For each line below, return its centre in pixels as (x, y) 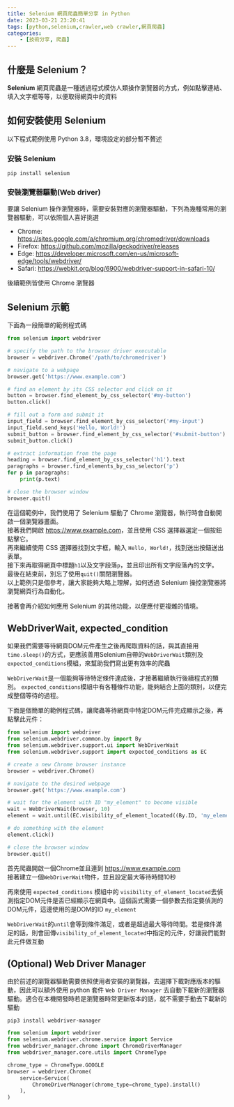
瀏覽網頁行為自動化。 (38, 591)
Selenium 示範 (38, 307)
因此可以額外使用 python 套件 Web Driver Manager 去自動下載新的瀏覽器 (122, 990)
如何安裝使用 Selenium (57, 120)
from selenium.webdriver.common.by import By (74, 739)
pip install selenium (39, 174)
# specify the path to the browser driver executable (87, 351)
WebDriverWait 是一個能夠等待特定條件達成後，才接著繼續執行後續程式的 (110, 678)
